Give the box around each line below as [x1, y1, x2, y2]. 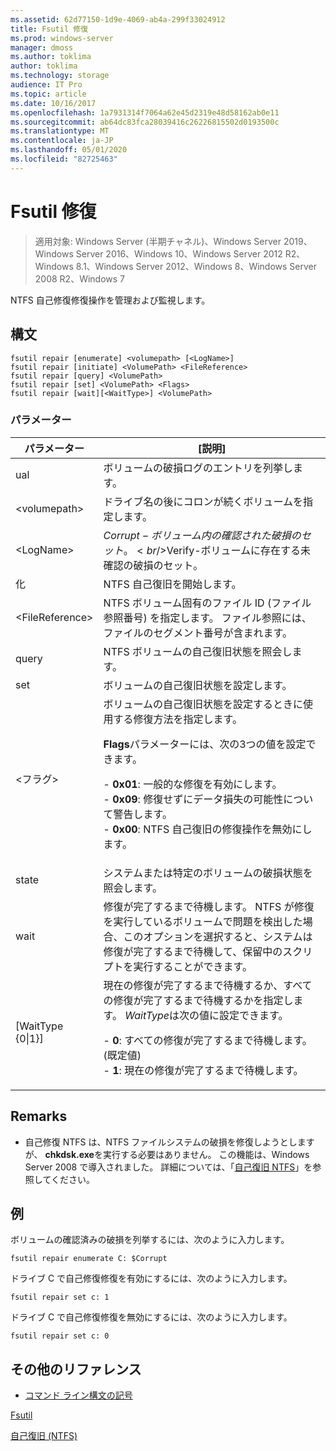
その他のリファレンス [10, 1361, 142, 1378]
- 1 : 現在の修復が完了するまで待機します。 [103, 1063, 304, 1077]
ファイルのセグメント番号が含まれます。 [103, 626, 293, 640]
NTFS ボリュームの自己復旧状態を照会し [103, 644, 293, 658]
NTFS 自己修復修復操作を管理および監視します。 [10, 294, 211, 306]
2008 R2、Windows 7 [34, 272, 126, 285]
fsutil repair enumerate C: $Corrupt [10, 1254, 168, 1264]
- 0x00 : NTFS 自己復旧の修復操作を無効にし [103, 822, 313, 836]
